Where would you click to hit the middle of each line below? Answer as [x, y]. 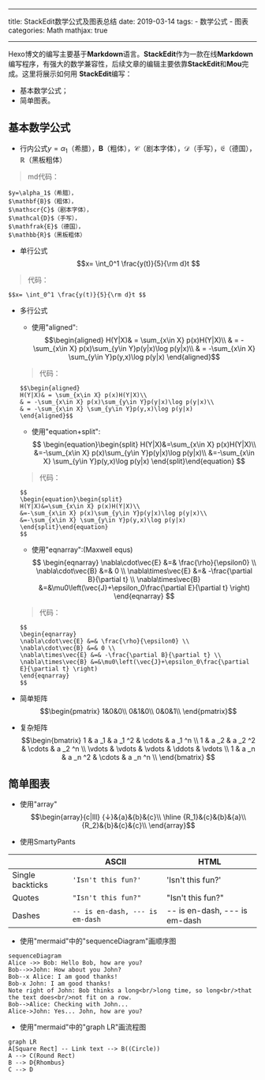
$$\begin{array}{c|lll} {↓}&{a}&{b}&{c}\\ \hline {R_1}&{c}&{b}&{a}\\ [138, 817]
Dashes [26, 916]
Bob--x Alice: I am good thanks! [63, 977]
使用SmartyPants [48, 842]
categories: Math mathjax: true [58, 30]
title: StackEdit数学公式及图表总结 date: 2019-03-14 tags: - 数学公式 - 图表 [129, 21]
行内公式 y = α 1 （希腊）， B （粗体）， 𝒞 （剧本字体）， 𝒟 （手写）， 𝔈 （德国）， [138, 149]
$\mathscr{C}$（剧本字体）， [50, 210]
